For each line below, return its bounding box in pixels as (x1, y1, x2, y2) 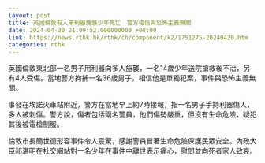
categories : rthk (8, 41, 65, 49)
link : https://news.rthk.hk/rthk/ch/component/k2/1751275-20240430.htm (8, 33, 248, 42)
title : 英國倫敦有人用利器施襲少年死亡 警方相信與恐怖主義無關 (8, 19, 192, 27)
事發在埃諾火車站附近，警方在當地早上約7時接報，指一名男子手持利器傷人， (8, 100, 254, 109)
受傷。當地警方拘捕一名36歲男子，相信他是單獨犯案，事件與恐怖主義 (26, 73, 250, 83)
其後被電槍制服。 (8, 120, 64, 129)
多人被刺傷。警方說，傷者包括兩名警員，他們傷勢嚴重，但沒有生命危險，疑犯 (8, 109, 257, 119)
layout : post (8, 11, 51, 20)
